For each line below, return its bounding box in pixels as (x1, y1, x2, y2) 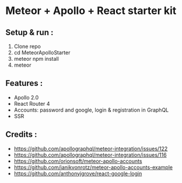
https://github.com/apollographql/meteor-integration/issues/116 (13, 151, 167, 158)
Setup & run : (5, 27, 54, 37)
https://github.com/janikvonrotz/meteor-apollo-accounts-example (13, 164, 173, 171)
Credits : (5, 130, 37, 140)
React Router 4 (13, 100, 50, 107)
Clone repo (13, 43, 41, 50)
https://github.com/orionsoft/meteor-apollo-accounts (13, 157, 142, 164)
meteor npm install (13, 56, 59, 62)
